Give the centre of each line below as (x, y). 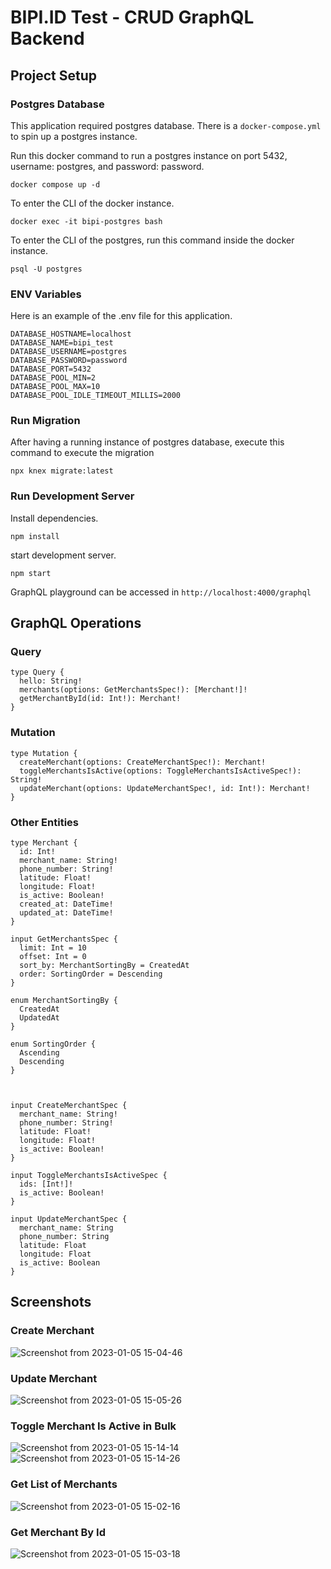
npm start (31, 573)
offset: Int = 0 (53, 957)
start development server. (63, 555)
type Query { (37, 672)
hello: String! (51, 681)
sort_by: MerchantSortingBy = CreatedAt (104, 966)
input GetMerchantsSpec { (64, 939)
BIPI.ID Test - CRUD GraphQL (132, 17)
